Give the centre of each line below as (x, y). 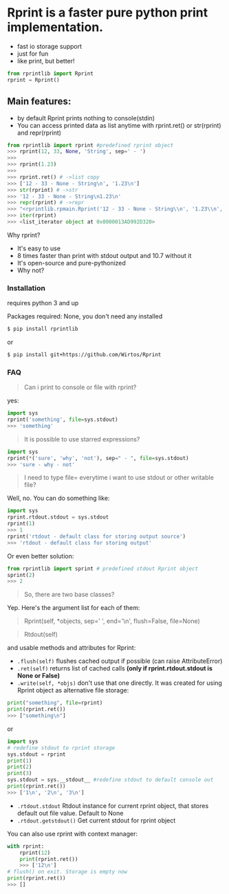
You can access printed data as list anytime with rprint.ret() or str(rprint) (119, 125)
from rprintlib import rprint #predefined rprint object (90, 145)
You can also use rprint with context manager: (72, 833)
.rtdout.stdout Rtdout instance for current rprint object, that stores (113, 805)
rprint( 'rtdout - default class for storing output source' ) (97, 536)
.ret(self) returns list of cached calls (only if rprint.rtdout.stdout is (115, 668)
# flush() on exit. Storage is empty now (67, 872)
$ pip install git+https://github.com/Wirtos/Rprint (84, 355)
